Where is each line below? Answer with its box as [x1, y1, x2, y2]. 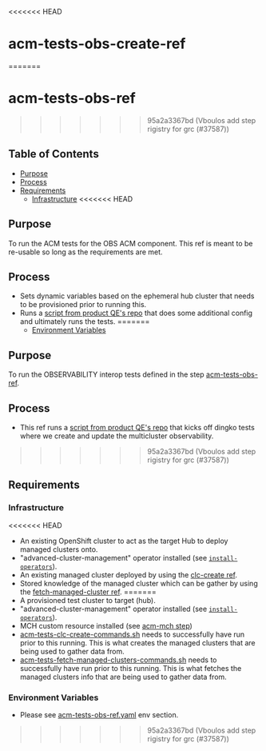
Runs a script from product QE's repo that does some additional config [19, 308, 253, 318]
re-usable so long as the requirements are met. [8, 247, 163, 257]
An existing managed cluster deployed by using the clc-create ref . [19, 569, 238, 579]
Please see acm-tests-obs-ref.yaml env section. [19, 709, 179, 719]
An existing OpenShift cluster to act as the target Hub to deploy [19, 536, 228, 545]
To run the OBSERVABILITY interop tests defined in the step [8, 370, 205, 379]
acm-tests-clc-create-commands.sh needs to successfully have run [19, 629, 245, 639]
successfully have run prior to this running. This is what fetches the [19, 663, 242, 673]
